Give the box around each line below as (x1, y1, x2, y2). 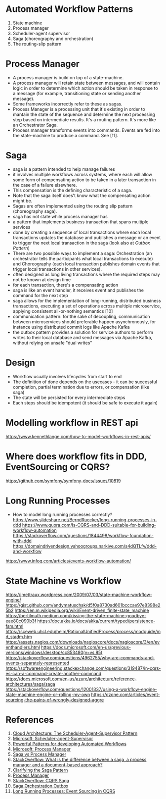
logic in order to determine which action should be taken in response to (12, 85, 158, 91)
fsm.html (5, 623, 24, 629)
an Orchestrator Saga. (12, 122, 58, 128)
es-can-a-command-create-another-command (5, 670, 102, 676)
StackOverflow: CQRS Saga (12, 778, 70, 784)
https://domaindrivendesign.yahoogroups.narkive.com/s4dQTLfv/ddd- (12, 543, 157, 549)
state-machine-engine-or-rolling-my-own (5, 692, 90, 698)
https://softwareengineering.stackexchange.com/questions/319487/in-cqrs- (5, 665, 161, 671)
